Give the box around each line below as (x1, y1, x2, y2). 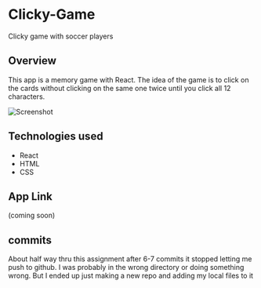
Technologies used (8, 129, 103, 143)
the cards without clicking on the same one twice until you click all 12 (8, 83, 231, 93)
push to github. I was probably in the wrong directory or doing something (8, 263, 245, 272)
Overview (8, 54, 57, 67)
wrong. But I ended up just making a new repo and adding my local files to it (8, 271, 253, 280)
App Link (8, 190, 53, 203)
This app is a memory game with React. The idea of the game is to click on (8, 75, 249, 84)
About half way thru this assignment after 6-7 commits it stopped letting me (8, 254, 252, 264)
